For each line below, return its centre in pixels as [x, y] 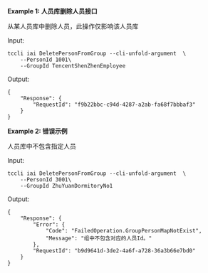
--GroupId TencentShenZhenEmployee [73, 66]
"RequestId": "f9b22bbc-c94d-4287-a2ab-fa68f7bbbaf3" [114, 105]
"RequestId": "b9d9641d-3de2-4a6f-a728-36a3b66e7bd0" [114, 251]
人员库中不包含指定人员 [42, 146]
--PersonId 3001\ [46, 180]
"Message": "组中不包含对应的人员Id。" [99, 238]
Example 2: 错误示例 [37, 131]
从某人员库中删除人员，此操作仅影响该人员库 [73, 26]
